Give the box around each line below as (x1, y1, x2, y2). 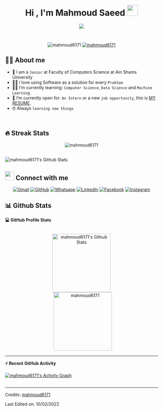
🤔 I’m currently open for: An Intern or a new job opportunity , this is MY (12, 95, 156, 101)
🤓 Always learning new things (12, 105, 74, 111)
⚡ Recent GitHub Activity (5, 360, 56, 366)
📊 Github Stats (5, 201, 52, 209)
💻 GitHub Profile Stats (5, 217, 51, 223)
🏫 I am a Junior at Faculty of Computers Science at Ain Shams (12, 69, 137, 75)
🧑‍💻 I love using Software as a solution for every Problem (12, 79, 123, 85)
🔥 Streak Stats (5, 129, 49, 137)
